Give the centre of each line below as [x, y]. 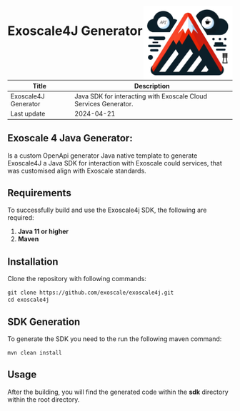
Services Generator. [104, 103]
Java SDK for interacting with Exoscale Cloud [141, 96]
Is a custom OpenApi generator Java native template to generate [102, 156]
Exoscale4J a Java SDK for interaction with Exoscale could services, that [115, 163]
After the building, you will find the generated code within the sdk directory [118, 392]
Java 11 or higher [43, 232]
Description [152, 86]
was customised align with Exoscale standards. [77, 171]
